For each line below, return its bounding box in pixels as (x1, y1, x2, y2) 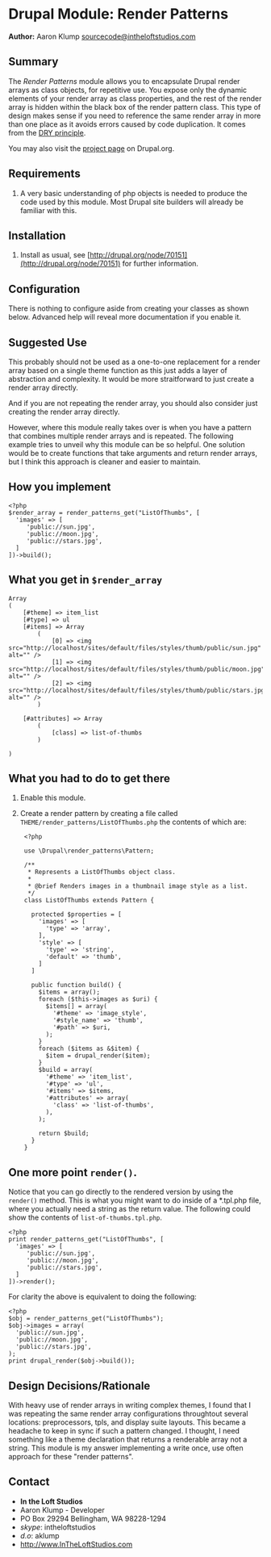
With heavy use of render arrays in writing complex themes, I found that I (8, 1400, 252, 1410)
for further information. (122, 259, 199, 269)
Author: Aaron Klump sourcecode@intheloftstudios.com (8, 31, 196, 41)
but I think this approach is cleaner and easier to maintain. (8, 457, 202, 467)
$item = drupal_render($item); (45, 1052, 151, 1060)
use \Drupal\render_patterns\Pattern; (23, 847, 155, 856)
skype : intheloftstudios (19, 1522, 96, 1532)
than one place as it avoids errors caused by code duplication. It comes (8, 119, 246, 129)
